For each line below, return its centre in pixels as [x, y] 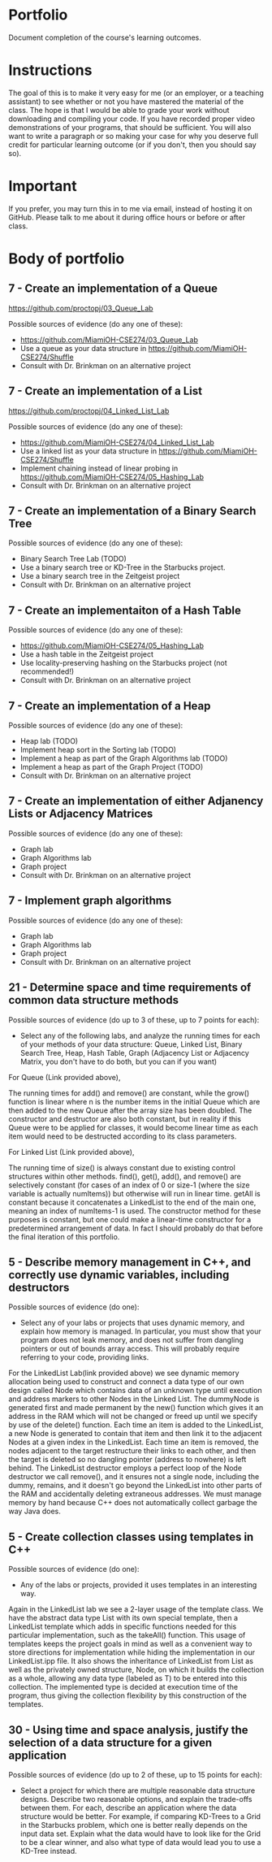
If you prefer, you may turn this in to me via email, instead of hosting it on [131, 208]
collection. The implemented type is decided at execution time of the [123, 1687]
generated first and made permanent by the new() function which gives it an [136, 1408]
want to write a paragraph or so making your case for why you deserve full [133, 136]
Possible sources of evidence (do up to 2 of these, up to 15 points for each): [135, 1774]
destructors [39, 1287]
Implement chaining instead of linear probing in [99, 468]
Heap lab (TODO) [49, 741]
